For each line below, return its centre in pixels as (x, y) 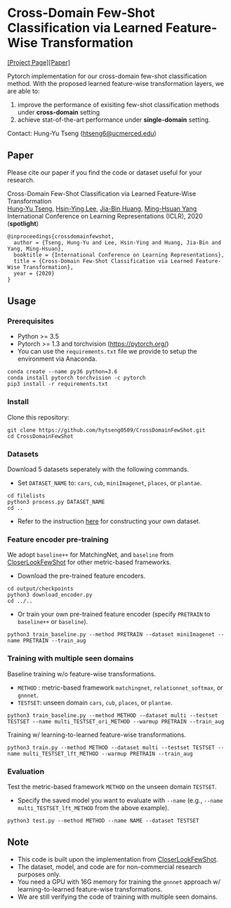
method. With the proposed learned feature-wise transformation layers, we (116, 83)
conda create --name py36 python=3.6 (62, 372)
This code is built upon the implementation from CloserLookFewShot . (118, 859)
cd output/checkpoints (40, 589)
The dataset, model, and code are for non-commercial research (110, 866)
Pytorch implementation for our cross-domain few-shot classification (107, 76)
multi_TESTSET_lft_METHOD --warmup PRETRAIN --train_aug (108, 754)
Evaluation (26, 771)
